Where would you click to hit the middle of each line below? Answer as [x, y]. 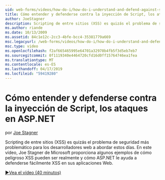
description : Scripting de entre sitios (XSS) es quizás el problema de [81, 23]
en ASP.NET [30, 119]
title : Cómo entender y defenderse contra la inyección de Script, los [80, 14]
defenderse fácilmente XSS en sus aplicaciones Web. [59, 163]
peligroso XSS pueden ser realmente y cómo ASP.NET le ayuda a [71, 157]
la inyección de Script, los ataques [77, 108]
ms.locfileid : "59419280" [31, 74]
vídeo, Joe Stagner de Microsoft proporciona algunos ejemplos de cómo [79, 152]
